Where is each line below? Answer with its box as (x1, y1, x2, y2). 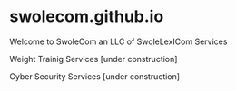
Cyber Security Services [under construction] (9, 70, 180, 82)
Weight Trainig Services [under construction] (9, 53, 178, 64)
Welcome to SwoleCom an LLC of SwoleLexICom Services (9, 36, 228, 47)
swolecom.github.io (9, 6, 164, 27)
